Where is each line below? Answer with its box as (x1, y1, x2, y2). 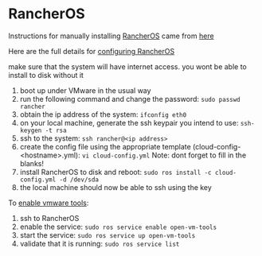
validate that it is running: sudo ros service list (19, 239, 180, 248)
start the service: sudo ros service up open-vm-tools (19, 230, 196, 239)
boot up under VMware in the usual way (19, 85, 151, 95)
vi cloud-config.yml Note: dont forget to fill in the (82, 150, 247, 160)
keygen (19, 126, 42, 134)
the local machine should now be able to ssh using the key (19, 182, 213, 192)
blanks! (19, 158, 44, 168)
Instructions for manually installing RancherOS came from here (8, 31, 214, 41)
